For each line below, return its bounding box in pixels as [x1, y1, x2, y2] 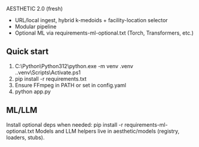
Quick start [6, 47, 49, 57]
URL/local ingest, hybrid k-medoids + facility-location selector [14, 17, 169, 23]
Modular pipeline [14, 23, 57, 30]
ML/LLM [6, 105, 38, 115]
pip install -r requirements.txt [14, 75, 87, 82]
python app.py [14, 88, 51, 95]
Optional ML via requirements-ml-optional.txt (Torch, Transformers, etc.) [14, 29, 194, 36]
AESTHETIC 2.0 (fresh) [6, 5, 63, 12]
